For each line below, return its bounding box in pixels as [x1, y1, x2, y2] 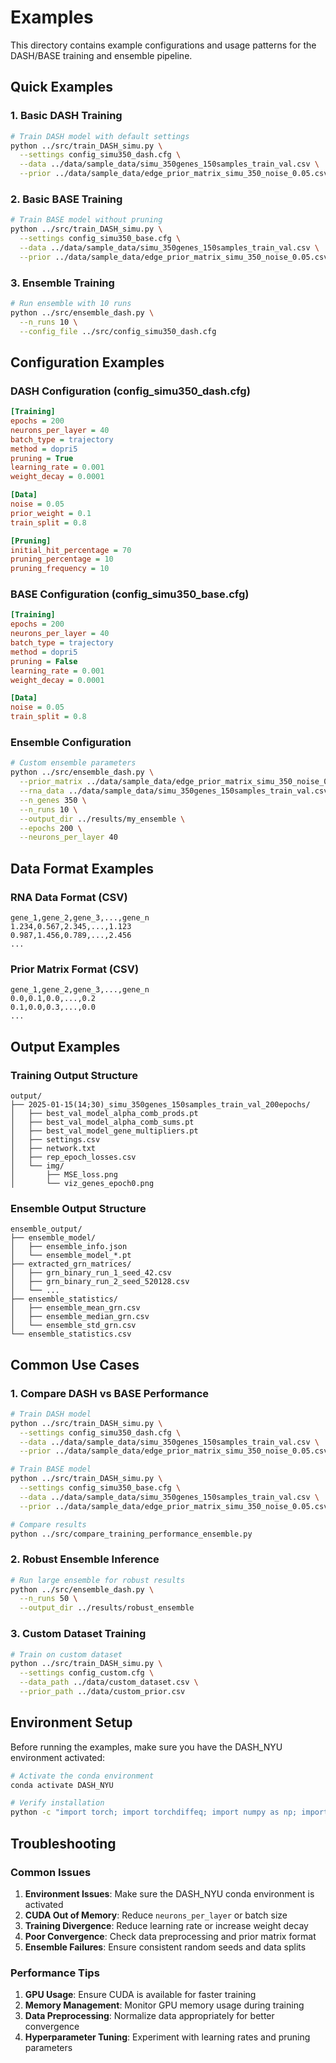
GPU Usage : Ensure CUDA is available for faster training [24, 1989, 257, 2001]
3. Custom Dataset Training [10, 1627, 147, 1641]
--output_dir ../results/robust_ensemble [19, 1603, 195, 1613]
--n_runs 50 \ [19, 1594, 78, 1604]
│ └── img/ [10, 1161, 65, 1171]
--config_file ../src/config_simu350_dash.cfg [19, 326, 217, 336]
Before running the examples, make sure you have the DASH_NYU [10, 1741, 283, 1753]
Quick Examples [10, 79, 114, 96]
